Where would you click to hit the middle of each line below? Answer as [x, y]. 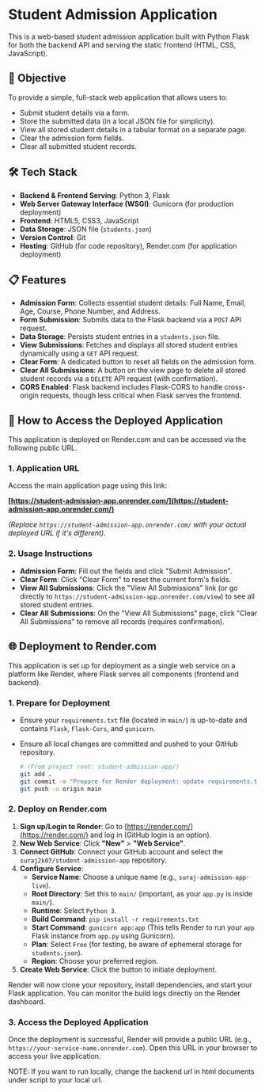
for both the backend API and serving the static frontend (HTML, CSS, [122, 44]
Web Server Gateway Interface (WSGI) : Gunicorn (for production [127, 204]
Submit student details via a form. [74, 112]
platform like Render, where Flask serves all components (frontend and [123, 674]
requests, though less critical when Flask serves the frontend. [141, 396]
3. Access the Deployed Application [78, 1022]
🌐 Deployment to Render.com [82, 647]
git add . [36, 774]
